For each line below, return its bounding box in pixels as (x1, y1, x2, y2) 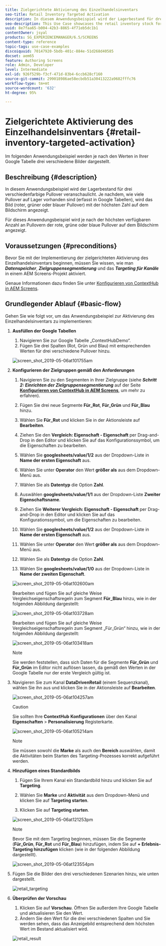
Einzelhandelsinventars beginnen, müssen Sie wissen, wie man (5, 260, 133, 266)
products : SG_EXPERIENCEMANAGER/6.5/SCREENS (5, 35, 98, 40)
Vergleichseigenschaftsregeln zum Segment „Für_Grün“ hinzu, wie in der (12, 625, 161, 631)
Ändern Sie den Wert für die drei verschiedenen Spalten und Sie (19, 915, 151, 921)
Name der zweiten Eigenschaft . (19, 571, 85, 577)
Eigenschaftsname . (19, 497, 61, 502)
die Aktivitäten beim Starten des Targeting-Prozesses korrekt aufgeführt (12, 753, 160, 759)
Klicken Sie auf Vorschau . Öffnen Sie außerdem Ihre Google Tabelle (19, 905, 159, 911)
